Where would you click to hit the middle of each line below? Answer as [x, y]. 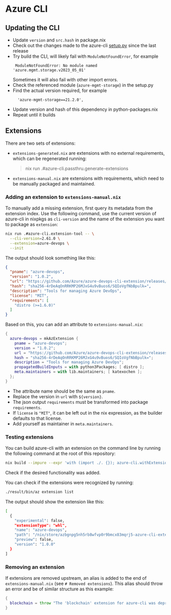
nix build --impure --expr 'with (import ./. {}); [60, 463]
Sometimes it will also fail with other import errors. [65, 79]
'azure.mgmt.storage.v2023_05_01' [49, 70]
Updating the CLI [33, 28]
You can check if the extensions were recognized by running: [69, 483]
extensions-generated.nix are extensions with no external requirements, [89, 153]
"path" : [22, 535]
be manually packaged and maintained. [54, 184]
